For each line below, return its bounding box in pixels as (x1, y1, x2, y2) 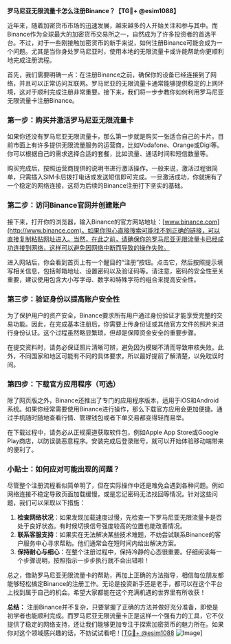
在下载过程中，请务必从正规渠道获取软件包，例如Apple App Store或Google (7, 428, 219, 437)
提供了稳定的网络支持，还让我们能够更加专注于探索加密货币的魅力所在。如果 (7, 621, 224, 629)
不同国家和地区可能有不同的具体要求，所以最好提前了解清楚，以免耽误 (19, 351, 218, 360)
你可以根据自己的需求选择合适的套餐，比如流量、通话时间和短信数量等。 (7, 150, 212, 158)
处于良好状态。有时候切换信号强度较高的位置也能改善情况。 (16, 522, 186, 530)
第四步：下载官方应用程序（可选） (7, 379, 120, 389)
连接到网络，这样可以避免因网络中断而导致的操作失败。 (12, 243, 170, 251)
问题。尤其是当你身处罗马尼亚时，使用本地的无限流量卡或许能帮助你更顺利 (12, 48, 224, 55)
